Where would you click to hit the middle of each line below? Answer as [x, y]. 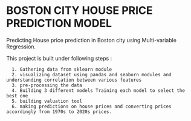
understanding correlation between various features [74, 80]
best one [17, 96]
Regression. [21, 47]
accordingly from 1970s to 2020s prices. [59, 112]
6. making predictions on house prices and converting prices [92, 106]
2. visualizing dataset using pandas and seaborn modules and [92, 74]
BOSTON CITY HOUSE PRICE [79, 11]
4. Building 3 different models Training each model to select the [99, 90]
